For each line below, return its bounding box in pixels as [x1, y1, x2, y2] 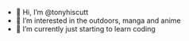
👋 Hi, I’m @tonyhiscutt [15, 8, 89, 17]
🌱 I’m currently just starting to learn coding [15, 24, 156, 33]
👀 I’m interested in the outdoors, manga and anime [15, 16, 181, 25]
